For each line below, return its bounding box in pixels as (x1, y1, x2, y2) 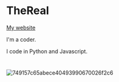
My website (6, 24, 35, 31)
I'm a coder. (6, 35, 37, 43)
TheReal (6, 4, 49, 18)
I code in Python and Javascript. (6, 47, 88, 55)
